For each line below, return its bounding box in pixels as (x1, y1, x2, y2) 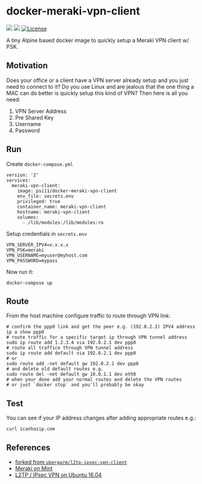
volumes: (17, 214, 39, 220)
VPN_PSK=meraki (6, 247, 45, 253)
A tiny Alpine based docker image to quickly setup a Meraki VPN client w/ (6, 36, 189, 43)
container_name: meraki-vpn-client (17, 203, 107, 209)
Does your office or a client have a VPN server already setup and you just (6, 77, 189, 84)
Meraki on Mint (14, 465, 53, 472)
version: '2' (6, 172, 39, 178)
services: (6, 177, 31, 183)
